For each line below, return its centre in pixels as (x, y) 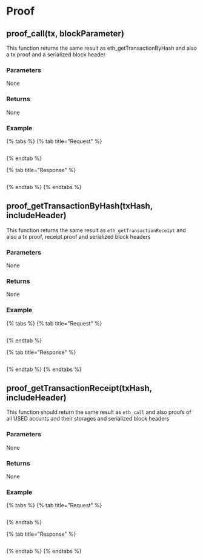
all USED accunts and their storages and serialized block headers (88, 419)
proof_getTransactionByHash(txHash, (80, 206)
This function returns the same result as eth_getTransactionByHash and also (101, 48)
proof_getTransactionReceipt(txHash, (79, 388)
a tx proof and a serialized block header (56, 55)
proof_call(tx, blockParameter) (65, 34)
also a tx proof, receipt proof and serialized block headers (78, 236)
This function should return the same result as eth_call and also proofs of (99, 412)
